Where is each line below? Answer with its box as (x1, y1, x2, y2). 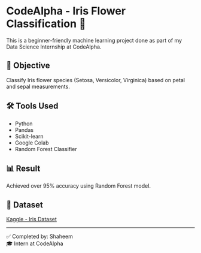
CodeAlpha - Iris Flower (6, 4, 126, 18)
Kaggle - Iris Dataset (6, 216, 57, 223)
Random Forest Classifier (14, 145, 77, 152)
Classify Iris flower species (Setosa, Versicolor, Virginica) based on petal (6, 76, 185, 83)
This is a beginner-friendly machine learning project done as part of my (6, 37, 182, 44)
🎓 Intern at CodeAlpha (6, 240, 64, 247)
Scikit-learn (14, 132, 44, 140)
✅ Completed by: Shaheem (6, 233, 74, 240)
